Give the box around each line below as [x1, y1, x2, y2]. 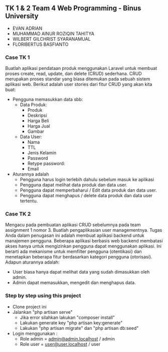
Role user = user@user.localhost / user [20, 341, 101, 347]
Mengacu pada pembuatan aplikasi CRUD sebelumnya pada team [5, 222, 141, 228]
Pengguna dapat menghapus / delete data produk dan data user [20, 193, 153, 199]
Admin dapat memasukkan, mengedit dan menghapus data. [12, 280, 136, 286]
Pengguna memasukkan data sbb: [12, 97, 83, 103]
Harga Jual [27, 123, 50, 129]
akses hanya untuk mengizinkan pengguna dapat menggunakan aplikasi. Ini [5, 243, 162, 249]
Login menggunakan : [12, 330, 58, 336]
